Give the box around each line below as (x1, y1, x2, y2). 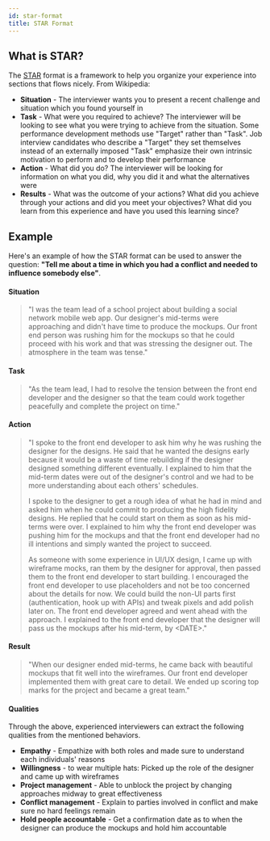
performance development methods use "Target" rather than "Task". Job (19, 129, 263, 139)
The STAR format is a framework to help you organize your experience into (8, 70, 256, 81)
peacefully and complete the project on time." (27, 401, 181, 411)
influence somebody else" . (8, 268, 102, 278)
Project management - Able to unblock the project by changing (19, 780, 232, 790)
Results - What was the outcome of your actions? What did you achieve (19, 189, 260, 199)
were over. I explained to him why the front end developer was (49, 521, 256, 531)
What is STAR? (8, 49, 85, 63)
